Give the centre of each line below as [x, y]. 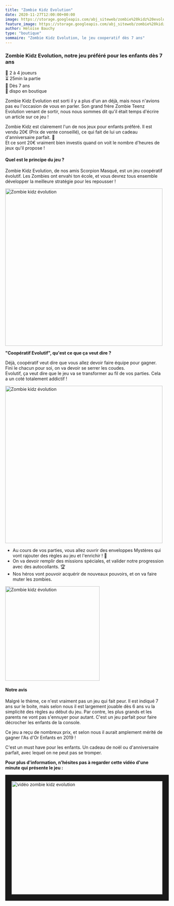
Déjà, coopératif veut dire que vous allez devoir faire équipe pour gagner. [81, 363]
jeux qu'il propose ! [25, 148]
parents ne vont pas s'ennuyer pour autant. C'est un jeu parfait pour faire [81, 717]
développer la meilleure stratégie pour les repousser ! [61, 181]
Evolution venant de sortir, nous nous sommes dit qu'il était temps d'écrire [82, 112]
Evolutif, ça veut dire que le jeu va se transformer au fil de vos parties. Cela [83, 374]
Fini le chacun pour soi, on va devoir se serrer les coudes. [65, 368]
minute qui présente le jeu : [34, 768]
